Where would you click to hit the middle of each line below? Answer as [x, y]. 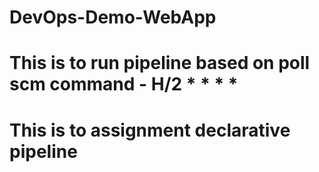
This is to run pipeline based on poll [160, 63]
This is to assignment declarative [150, 130]
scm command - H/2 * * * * [124, 84]
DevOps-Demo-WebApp [113, 17]
